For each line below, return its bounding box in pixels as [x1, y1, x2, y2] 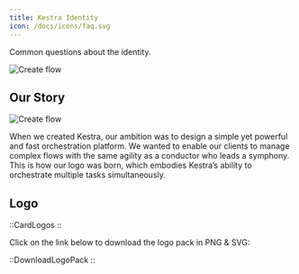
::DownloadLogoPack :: [9, 254, 96, 266]
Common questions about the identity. [9, 46, 151, 57]
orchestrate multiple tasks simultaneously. [9, 169, 167, 180]
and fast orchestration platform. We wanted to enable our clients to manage [9, 141, 290, 151]
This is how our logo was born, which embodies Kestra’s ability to [9, 160, 252, 171]
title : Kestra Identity [9, 13, 99, 23]
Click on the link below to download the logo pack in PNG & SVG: [9, 237, 250, 248]
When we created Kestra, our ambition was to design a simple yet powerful [9, 132, 288, 142]
